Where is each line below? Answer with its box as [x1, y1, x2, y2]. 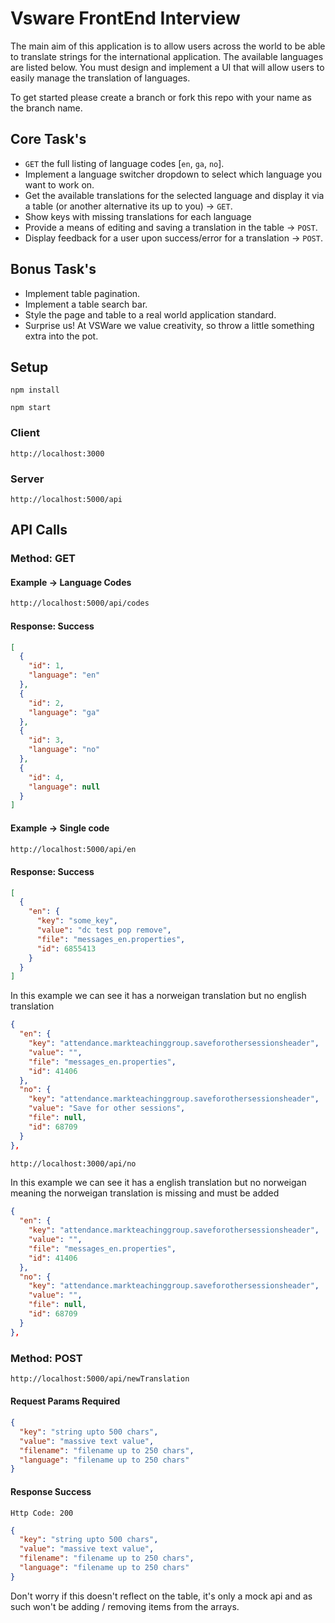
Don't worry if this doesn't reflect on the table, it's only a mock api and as [10, 1590, 313, 1602]
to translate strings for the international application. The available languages [10, 50, 324, 62]
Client [10, 426, 40, 440]
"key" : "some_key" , [36, 916, 118, 926]
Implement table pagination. [24, 287, 141, 299]
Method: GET [10, 552, 77, 566]
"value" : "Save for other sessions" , [28, 1103, 186, 1114]
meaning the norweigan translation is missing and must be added [10, 1187, 280, 1199]
